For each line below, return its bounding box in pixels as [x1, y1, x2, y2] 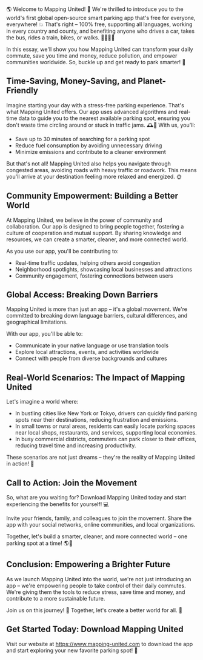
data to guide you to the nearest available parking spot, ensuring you [18, 115, 191, 122]
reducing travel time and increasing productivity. [15, 442, 136, 449]
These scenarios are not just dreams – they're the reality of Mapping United [6, 454, 195, 461]
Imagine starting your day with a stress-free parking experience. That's [6, 101, 185, 108]
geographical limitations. [6, 318, 68, 326]
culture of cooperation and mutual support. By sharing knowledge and [6, 229, 182, 236]
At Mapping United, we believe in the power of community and [6, 216, 162, 224]
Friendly [6, 85, 38, 96]
